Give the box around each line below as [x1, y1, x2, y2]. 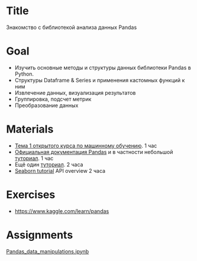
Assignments [6, 228, 73, 241]
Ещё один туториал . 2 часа [14, 161, 83, 168]
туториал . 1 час [14, 154, 54, 162]
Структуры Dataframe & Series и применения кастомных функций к [14, 76, 185, 83]
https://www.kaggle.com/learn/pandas [14, 207, 109, 214]
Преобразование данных [14, 102, 79, 109]
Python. [14, 70, 34, 78]
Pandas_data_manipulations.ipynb [6, 247, 89, 255]
